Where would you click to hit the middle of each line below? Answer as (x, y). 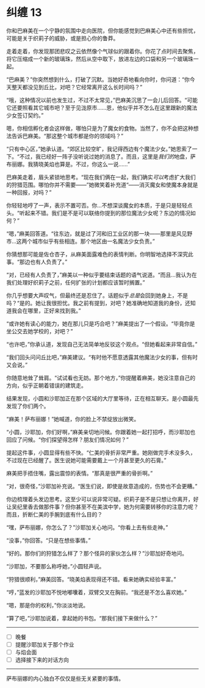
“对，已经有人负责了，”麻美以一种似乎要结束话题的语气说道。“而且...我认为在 (102, 275)
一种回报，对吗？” (29, 192)
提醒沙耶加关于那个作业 (45, 644)
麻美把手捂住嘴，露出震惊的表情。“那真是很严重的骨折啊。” (80, 473)
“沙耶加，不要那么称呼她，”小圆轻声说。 (56, 566)
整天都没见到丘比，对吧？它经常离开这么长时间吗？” (77, 87)
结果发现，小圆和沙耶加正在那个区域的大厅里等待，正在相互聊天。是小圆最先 (103, 398)
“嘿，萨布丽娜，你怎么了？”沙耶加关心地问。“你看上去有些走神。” (87, 527)
